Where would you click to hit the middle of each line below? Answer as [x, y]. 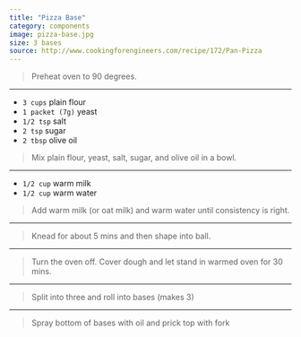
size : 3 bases [36, 43]
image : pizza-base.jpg [52, 34]
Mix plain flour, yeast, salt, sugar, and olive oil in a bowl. [134, 158]
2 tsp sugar [44, 131]
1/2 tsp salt [44, 121]
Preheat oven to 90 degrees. [84, 76]
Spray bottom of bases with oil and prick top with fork [130, 323]
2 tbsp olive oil [50, 141]
